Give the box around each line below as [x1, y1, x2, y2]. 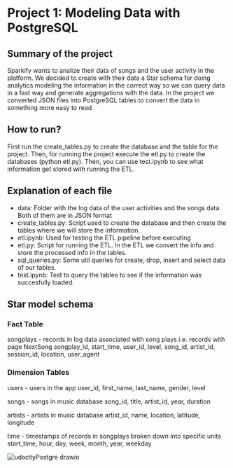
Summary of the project [7, 48, 113, 60]
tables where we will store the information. [17, 226, 141, 234]
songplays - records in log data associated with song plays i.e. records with [7, 335, 225, 344]
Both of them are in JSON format [17, 211, 113, 219]
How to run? [7, 124, 62, 136]
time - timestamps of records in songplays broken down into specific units [7, 432, 222, 440]
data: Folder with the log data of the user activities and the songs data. [17, 203, 222, 212]
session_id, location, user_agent [7, 350, 100, 359]
